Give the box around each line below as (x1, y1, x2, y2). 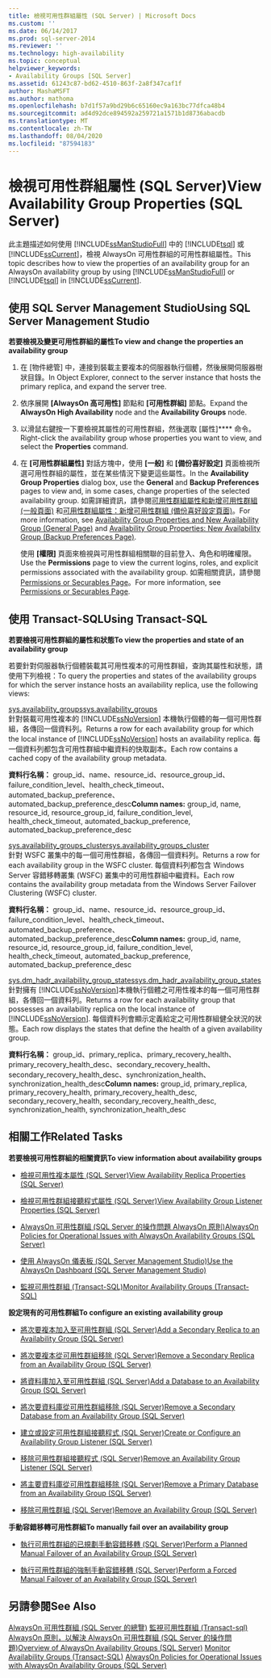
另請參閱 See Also (8, 1600, 97, 1613)
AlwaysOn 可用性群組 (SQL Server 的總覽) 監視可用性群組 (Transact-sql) (8, 1622, 248, 1632)
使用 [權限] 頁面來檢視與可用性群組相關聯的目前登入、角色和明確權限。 (19, 549, 256, 558)
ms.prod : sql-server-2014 (8, 34, 95, 43)
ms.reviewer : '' (8, 42, 63, 50)
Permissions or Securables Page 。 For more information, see (19, 578, 222, 587)
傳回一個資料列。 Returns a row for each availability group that (29, 995, 236, 1005)
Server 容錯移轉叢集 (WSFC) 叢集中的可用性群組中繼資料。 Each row (8, 870, 236, 881)
